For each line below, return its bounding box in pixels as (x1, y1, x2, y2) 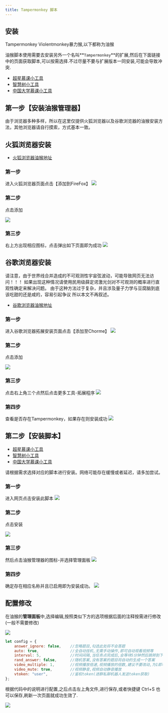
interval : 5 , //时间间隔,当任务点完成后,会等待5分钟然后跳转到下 (14, 653, 163, 658)
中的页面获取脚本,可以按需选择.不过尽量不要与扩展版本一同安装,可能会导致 (5, 58, 158, 64)
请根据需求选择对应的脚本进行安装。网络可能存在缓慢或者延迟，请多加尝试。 (5, 469, 163, 475)
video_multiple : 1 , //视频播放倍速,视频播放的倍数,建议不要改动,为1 (14, 662, 158, 667)
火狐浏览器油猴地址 (12, 155, 52, 161)
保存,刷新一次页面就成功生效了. (13, 692, 78, 698)
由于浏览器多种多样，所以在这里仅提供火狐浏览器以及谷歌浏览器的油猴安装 (5, 118, 158, 124)
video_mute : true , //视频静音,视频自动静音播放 (14, 667, 121, 672)
